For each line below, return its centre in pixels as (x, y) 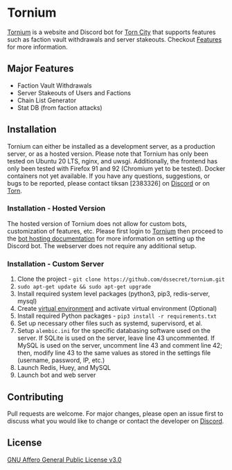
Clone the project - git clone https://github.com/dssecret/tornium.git (121, 279)
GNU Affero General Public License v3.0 (64, 460)
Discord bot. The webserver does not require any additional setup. (102, 245)
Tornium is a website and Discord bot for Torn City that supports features (111, 32)
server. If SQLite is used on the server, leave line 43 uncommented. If (116, 338)
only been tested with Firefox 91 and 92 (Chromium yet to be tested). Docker (116, 168)
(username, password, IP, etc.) (61, 360)
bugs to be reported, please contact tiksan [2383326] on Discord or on (108, 183)
